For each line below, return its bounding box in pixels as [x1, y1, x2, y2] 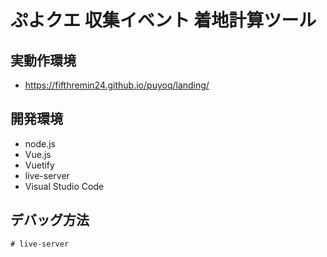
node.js [24, 137, 57, 150]
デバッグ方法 [10, 212, 90, 229]
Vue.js [24, 148, 52, 160]
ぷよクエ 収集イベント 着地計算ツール [10, 9, 317, 32]
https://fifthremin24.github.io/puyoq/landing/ [24, 79, 210, 91]
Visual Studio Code [24, 180, 105, 192]
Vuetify [24, 159, 55, 171]
